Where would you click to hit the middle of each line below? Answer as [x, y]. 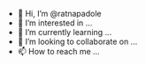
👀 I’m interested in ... [55, 23]
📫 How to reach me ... [58, 51]
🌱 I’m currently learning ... [65, 32]
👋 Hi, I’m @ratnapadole [59, 14]
